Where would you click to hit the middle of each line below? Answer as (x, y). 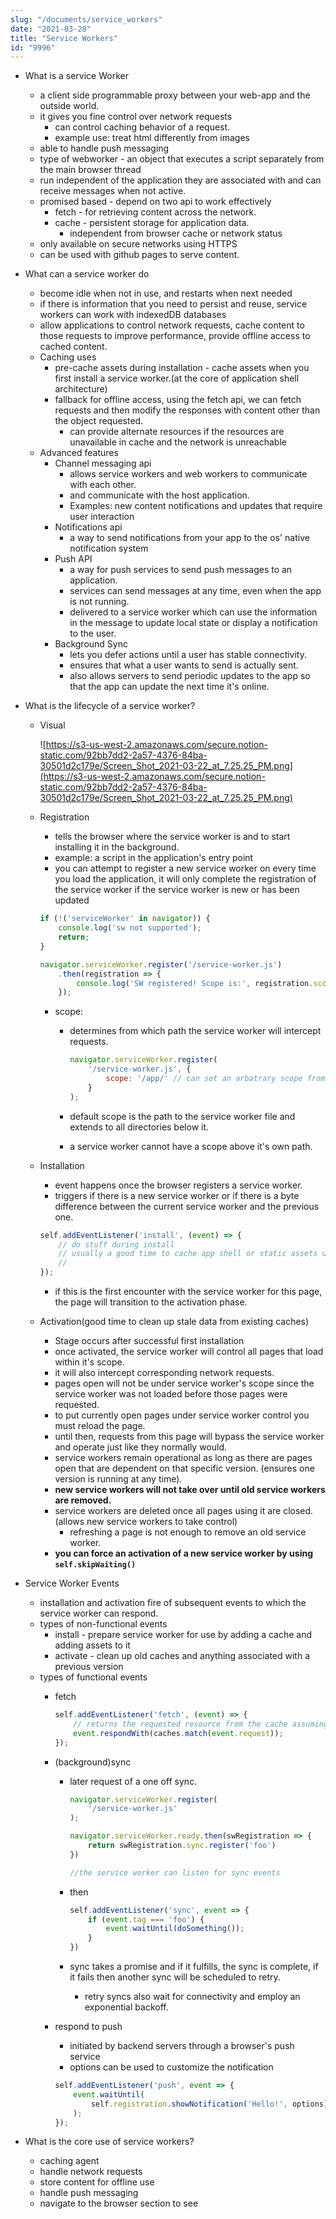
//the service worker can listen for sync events (175, 1872)
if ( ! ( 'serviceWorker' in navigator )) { (125, 919)
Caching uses (68, 357)
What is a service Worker (76, 76)
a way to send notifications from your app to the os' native (189, 538)
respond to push (88, 2026)
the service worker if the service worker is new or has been (177, 890)
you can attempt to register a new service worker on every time (185, 868)
